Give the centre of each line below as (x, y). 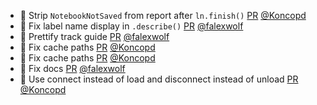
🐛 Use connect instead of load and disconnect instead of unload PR (159, 79)
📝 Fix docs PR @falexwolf (72, 68)
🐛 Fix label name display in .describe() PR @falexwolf (131, 26)
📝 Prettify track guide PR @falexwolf (94, 36)
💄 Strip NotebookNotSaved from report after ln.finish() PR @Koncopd (163, 15)
